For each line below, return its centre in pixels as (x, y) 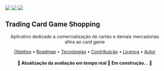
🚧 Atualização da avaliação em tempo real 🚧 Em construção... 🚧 (85, 63)
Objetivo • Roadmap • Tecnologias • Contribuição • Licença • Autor (85, 51)
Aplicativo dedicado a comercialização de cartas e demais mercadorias (85, 36)
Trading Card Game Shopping (53, 24)
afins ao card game (85, 42)
